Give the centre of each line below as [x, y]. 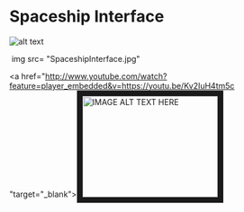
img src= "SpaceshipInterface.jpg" [76, 58]
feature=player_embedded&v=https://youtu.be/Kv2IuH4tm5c [122, 85]
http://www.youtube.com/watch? [106, 76]
